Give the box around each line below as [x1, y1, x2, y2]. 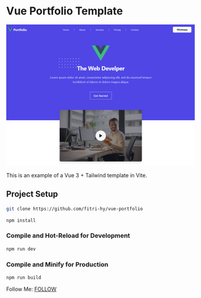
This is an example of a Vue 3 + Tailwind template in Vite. [6, 171, 148, 178]
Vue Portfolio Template [6, 4, 123, 18]
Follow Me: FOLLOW [6, 285, 57, 293]
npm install [6, 217, 36, 223]
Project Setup [6, 189, 59, 199]
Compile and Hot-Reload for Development [6, 231, 130, 240]
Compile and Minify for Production [6, 260, 109, 269]
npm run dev [6, 246, 36, 252]
